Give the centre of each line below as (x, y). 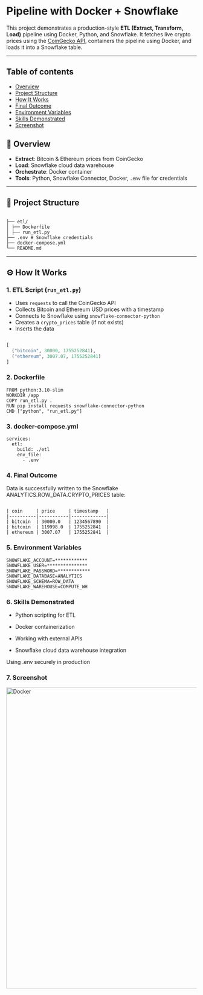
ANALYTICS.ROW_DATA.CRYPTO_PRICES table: (66, 495)
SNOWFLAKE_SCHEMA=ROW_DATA (40, 581)
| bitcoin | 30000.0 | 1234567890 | (58, 522)
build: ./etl (34, 450)
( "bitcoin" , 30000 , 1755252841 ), (54, 350)
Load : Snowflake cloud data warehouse (64, 165)
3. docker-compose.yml (42, 426)
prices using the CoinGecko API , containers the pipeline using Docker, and (99, 41)
